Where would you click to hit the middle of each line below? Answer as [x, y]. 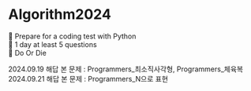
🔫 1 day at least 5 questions [52, 44]
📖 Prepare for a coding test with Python [72, 36]
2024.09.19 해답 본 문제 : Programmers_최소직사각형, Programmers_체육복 [126, 69]
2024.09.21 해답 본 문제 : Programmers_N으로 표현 [88, 78]
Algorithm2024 [60, 15]
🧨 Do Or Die [28, 53]
